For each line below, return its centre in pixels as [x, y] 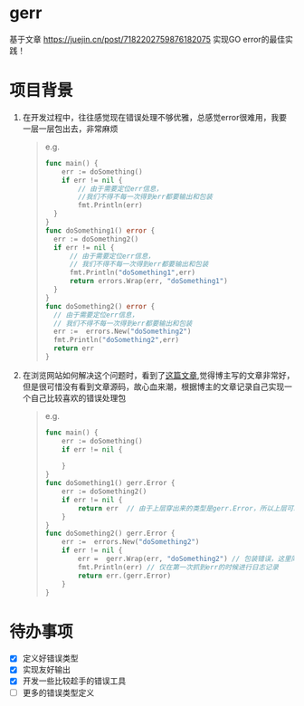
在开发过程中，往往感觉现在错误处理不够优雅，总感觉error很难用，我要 [155, 117]
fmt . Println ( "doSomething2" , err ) [116, 340]
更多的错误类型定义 [58, 692]
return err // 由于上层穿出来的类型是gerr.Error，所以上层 [182, 508]
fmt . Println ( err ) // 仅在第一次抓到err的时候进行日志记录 [178, 567]
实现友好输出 [46, 670]
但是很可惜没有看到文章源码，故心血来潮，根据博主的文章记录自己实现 [153, 386]
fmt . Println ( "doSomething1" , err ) [133, 273]
